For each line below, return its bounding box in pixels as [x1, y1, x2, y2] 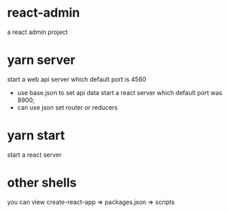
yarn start [7, 128, 66, 144]
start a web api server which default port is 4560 [7, 75, 147, 83]
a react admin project [7, 28, 68, 36]
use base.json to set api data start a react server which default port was [17, 88, 223, 96]
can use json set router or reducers [17, 103, 118, 112]
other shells [7, 175, 77, 190]
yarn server [7, 52, 76, 68]
